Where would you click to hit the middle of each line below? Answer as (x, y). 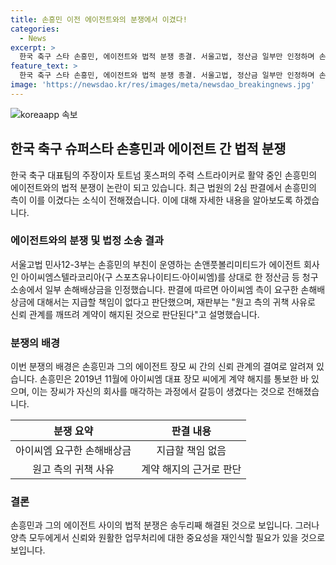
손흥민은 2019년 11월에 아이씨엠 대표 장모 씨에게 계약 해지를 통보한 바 (174, 379)
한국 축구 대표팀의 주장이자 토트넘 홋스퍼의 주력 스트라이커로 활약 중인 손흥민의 (164, 175)
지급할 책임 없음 (191, 451)
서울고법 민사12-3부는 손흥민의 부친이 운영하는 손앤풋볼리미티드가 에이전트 (156, 264)
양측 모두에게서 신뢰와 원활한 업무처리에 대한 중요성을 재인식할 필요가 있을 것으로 (168, 538)
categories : (35, 29)
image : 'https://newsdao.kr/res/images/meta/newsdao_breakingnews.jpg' (162, 85)
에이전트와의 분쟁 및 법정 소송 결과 (87, 241)
